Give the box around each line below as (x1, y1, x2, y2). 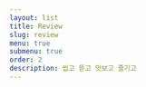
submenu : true (9, 47, 63, 56)
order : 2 (9, 55, 43, 64)
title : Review (9, 22, 63, 31)
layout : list (9, 13, 59, 23)
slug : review (9, 30, 59, 39)
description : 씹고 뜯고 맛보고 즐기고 (9, 64, 137, 73)
